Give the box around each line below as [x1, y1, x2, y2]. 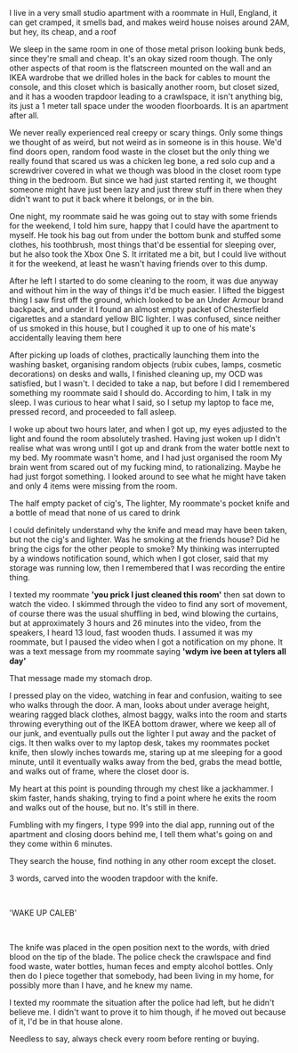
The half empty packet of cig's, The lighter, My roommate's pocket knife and [9, 498, 291, 508]
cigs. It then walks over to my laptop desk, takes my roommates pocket [9, 737, 270, 748]
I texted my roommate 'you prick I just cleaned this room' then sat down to [9, 589, 286, 600]
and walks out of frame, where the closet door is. [9, 766, 189, 777]
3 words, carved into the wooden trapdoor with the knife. [9, 873, 219, 884]
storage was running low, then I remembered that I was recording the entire [9, 563, 286, 573]
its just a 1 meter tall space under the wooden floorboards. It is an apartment [9, 101, 289, 111]
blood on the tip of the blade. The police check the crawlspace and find [9, 951, 271, 962]
